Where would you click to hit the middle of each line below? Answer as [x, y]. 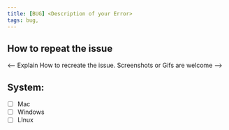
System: [26, 87]
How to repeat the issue [60, 49]
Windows [31, 112]
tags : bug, [23, 20]
